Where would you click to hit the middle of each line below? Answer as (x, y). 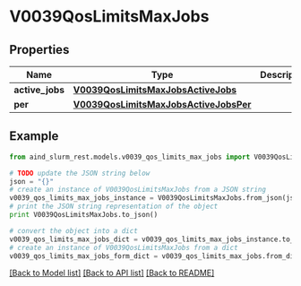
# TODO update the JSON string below (80, 173)
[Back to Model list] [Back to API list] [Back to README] (112, 273)
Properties (39, 50)
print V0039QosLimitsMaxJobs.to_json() (84, 215)
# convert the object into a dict (74, 230)
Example (34, 136)
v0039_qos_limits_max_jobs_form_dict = (84, 256)
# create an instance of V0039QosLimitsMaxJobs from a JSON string (138, 190)
